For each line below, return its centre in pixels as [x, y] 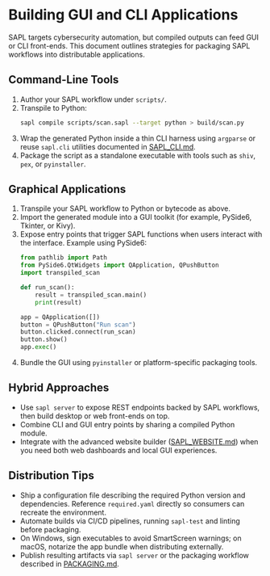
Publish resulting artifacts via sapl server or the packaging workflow [135, 555]
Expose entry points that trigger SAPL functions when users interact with [141, 234]
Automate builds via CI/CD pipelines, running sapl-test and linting [130, 521]
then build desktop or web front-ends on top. [95, 416]
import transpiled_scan [60, 273]
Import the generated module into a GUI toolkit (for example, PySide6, [136, 217]
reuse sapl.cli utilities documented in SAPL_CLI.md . [108, 146]
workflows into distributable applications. [77, 54]
